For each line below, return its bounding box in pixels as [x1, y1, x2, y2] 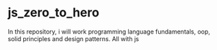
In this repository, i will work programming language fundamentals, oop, [8, 27, 211, 36]
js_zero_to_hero [8, 5, 100, 21]
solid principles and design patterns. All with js [8, 34, 140, 42]
